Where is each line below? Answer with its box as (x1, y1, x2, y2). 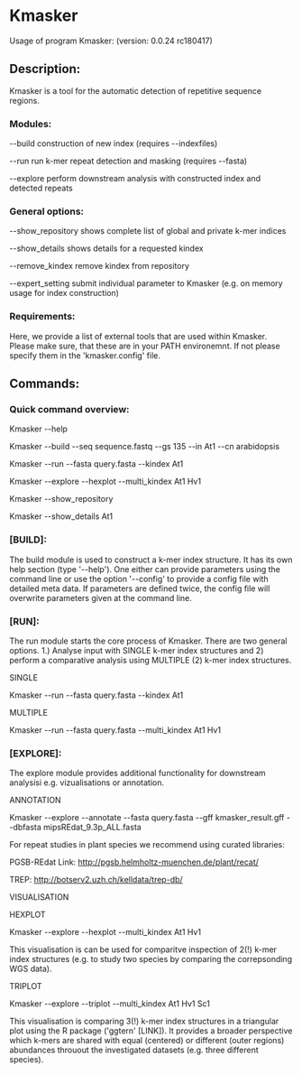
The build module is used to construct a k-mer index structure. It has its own (9, 554, 293, 565)
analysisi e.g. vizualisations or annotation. (9, 777, 165, 788)
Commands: (9, 376, 80, 392)
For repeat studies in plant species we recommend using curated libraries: (9, 839, 286, 850)
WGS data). (9, 963, 52, 975)
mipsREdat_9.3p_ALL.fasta (43, 822, 142, 833)
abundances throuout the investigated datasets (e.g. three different (9, 1044, 259, 1056)
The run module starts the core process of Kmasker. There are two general (9, 635, 288, 646)
